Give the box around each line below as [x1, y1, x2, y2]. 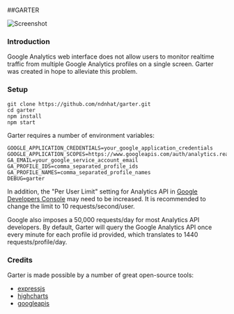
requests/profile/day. [7, 237, 68, 246]
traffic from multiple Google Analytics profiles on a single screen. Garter [7, 60, 214, 68]
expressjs [17, 284, 45, 292]
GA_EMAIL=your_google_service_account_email [7, 157, 139, 164]
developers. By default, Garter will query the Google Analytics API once [7, 223, 212, 231]
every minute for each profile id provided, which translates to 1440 [7, 230, 198, 239]
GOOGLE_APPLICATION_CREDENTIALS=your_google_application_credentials [7, 144, 214, 152]
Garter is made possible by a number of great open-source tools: [7, 271, 194, 279]
